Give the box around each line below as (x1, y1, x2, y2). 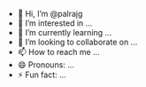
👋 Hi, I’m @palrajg (17, 9, 83, 19)
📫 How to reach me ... (17, 47, 100, 57)
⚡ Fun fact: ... (17, 69, 66, 80)
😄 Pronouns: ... (17, 59, 75, 70)
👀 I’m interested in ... (17, 18, 93, 28)
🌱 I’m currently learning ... (17, 28, 112, 37)
